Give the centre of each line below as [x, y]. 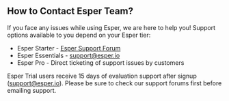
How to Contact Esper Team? [70, 11]
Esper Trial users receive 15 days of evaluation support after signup [102, 76]
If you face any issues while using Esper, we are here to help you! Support [111, 27]
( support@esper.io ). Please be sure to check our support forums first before [114, 83]
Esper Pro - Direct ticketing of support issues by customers [100, 62]
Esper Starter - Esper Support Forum [69, 48]
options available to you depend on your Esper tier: [79, 35]
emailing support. [32, 90]
